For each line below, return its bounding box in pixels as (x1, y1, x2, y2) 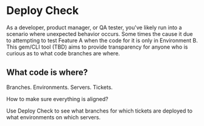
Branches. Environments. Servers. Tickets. (6, 83, 113, 91)
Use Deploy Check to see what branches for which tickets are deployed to (6, 107, 193, 114)
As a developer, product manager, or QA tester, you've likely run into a (6, 24, 182, 31)
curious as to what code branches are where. (6, 49, 121, 57)
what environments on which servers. (6, 113, 101, 121)
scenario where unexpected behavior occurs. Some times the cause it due (6, 30, 193, 37)
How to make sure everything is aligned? (6, 95, 108, 102)
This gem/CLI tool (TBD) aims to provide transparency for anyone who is (6, 43, 188, 51)
